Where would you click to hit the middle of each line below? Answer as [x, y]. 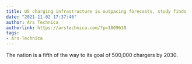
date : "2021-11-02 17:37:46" [41, 17]
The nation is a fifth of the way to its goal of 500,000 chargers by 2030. [92, 55]
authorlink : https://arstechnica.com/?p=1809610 [66, 28]
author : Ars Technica [32, 22]
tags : [13, 33]
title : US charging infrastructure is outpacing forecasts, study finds [96, 11]
